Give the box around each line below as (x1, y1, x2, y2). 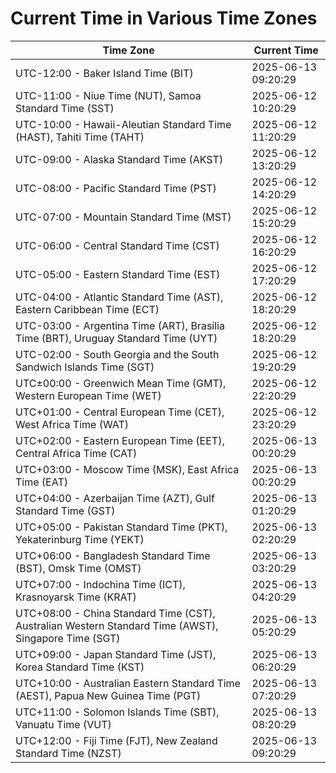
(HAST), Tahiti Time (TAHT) (15, 130, 145, 144)
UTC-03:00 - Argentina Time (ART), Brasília (15, 318, 225, 332)
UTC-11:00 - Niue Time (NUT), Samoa (15, 88, 202, 102)
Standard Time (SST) (15, 101, 115, 115)
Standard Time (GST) (15, 503, 116, 517)
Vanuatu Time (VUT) (15, 717, 112, 731)
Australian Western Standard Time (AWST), (15, 618, 219, 632)
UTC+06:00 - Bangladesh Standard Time (15, 548, 211, 562)
